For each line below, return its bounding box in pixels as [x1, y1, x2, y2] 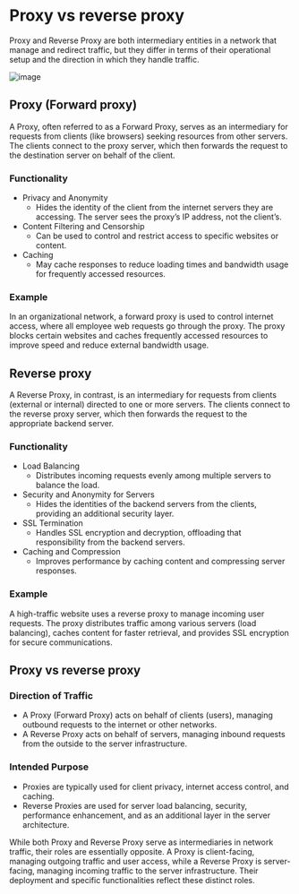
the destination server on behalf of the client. [9, 150, 176, 160]
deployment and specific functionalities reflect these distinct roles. [9, 874, 255, 885]
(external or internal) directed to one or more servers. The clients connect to [9, 400, 291, 410]
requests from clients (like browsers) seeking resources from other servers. [9, 131, 288, 142]
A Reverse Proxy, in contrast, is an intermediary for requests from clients [9, 390, 278, 400]
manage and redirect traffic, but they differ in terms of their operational [9, 44, 271, 55]
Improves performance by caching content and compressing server [35, 556, 286, 567]
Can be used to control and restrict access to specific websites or [35, 230, 279, 242]
